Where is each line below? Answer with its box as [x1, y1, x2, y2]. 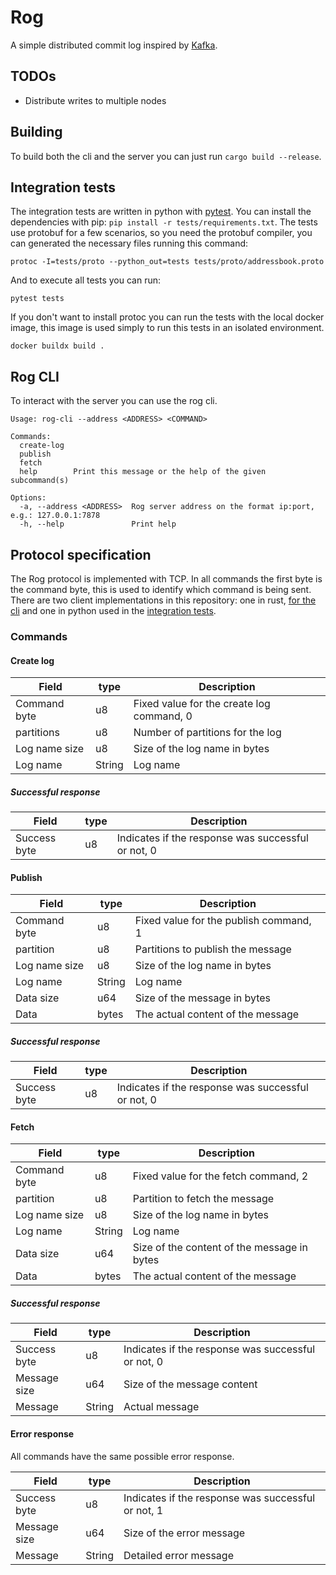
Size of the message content [123, 1377, 258, 1391]
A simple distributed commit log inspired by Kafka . [10, 39, 218, 51]
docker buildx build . [10, 341, 105, 351]
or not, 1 [123, 1503, 164, 1517]
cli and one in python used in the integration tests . [10, 605, 217, 616]
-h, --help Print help [19, 519, 177, 530]
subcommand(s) [10, 476, 70, 486]
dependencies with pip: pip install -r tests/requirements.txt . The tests [10, 216, 318, 228]
